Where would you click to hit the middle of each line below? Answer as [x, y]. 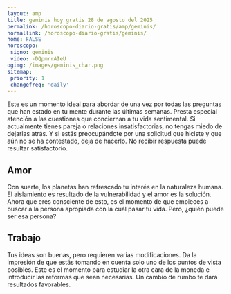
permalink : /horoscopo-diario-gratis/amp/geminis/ [82, 26]
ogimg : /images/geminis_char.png [55, 65]
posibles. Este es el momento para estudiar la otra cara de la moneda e [108, 269]
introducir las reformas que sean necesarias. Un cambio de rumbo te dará [112, 277]
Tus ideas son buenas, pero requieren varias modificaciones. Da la [102, 254]
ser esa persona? [32, 216]
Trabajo [24, 238]
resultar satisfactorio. [37, 148]
